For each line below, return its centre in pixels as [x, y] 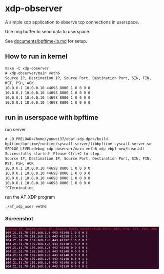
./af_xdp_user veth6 [26, 206]
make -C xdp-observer [27, 68]
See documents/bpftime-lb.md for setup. [46, 41]
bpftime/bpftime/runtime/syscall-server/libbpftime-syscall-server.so [78, 144]
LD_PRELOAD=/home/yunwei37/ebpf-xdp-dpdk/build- [60, 139]
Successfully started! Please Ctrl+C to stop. [53, 154]
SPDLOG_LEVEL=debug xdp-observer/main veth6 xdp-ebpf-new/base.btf [75, 149]
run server [15, 129]
